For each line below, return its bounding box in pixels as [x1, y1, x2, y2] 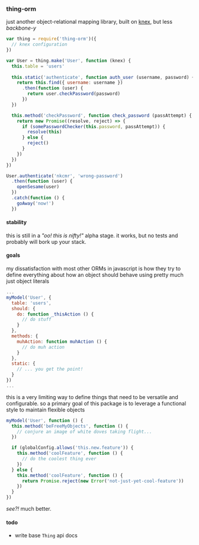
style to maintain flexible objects [6, 406, 85, 413]
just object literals [6, 278, 49, 285]
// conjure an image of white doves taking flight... [17, 429, 152, 435]
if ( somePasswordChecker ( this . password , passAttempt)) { [21, 123, 166, 129]
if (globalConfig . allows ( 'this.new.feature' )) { [11, 445, 134, 451]
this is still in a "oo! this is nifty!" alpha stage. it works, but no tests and [6, 232, 178, 239]
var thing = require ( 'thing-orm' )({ [6, 36, 97, 42]
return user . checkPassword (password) [27, 91, 120, 97]
